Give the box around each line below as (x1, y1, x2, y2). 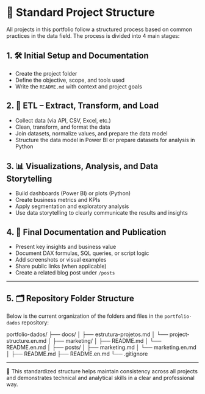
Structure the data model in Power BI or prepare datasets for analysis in (15, 136, 195, 143)
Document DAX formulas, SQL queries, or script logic (15, 249, 149, 257)
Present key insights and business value (15, 243, 117, 251)
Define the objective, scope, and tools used (15, 76, 125, 84)
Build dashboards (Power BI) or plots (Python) (15, 190, 131, 197)
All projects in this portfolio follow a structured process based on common (6, 26, 192, 33)
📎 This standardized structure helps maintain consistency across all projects (6, 368, 198, 374)
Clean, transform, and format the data (15, 123, 110, 131)
